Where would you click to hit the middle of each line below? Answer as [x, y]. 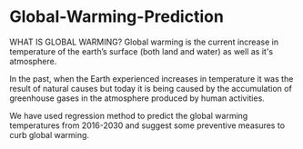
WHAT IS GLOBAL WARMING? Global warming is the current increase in [144, 42]
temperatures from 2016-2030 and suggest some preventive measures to [147, 125]
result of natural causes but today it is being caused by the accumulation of [151, 88]
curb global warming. [49, 134]
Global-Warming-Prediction [117, 17]
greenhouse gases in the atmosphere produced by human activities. [137, 98]
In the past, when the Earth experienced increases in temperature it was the [151, 78]
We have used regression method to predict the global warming [129, 115]
